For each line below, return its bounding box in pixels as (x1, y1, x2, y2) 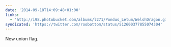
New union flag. (5, 36, 39, 42)
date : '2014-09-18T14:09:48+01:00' (5, 7, 81, 13)
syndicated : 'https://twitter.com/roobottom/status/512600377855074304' (5, 21, 163, 27)
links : (5, 12, 19, 17)
